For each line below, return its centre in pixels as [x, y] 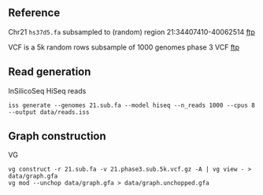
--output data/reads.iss [49, 112]
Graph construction [57, 136]
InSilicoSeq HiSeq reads [47, 90]
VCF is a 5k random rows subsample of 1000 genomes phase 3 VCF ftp [124, 47]
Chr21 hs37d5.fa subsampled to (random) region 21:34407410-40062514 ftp [132, 31]
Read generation [50, 72]
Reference [34, 13]
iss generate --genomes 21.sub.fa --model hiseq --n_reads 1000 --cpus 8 [132, 105]
